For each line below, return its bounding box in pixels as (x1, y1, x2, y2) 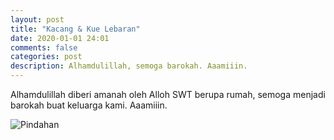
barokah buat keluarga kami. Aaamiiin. (10, 99, 168, 111)
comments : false (10, 42, 78, 53)
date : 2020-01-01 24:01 (10, 33, 110, 43)
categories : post (10, 52, 83, 62)
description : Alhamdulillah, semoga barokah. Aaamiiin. (10, 61, 248, 71)
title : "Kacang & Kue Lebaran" (10, 24, 141, 34)
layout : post (10, 14, 65, 25)
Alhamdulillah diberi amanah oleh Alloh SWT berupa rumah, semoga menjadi (10, 89, 326, 100)
